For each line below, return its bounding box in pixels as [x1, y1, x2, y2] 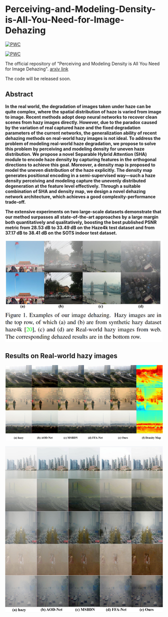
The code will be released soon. [5, 75, 71, 81]
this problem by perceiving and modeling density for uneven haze [5, 146, 145, 152]
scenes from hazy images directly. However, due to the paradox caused [5, 119, 157, 125]
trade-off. [5, 199, 26, 205]
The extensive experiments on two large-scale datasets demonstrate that [5, 208, 161, 214]
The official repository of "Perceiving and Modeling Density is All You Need [5, 60, 160, 66]
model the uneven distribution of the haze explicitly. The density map [5, 167, 152, 173]
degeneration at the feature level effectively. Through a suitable [5, 183, 141, 189]
